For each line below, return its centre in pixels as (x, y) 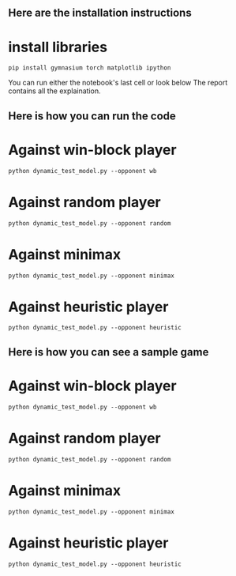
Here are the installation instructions (100, 13)
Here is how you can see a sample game (109, 352)
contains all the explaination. (54, 91)
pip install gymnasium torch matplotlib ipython (90, 68)
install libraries (58, 47)
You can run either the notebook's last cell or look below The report (118, 83)
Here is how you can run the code (92, 116)
